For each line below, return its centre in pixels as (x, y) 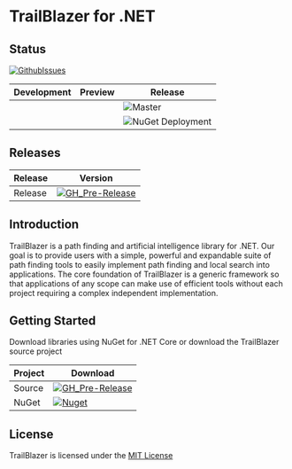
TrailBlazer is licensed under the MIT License (91, 456)
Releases (35, 153)
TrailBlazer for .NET (83, 16)
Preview (97, 92)
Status (28, 49)
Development (42, 92)
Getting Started (53, 321)
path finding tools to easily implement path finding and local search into (139, 264)
